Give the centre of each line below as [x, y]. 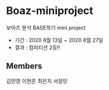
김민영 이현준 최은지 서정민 [37, 81]
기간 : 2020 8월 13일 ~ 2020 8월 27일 [59, 40]
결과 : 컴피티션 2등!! [37, 47]
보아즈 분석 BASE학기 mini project [46, 27]
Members [24, 66]
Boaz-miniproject [50, 11]
